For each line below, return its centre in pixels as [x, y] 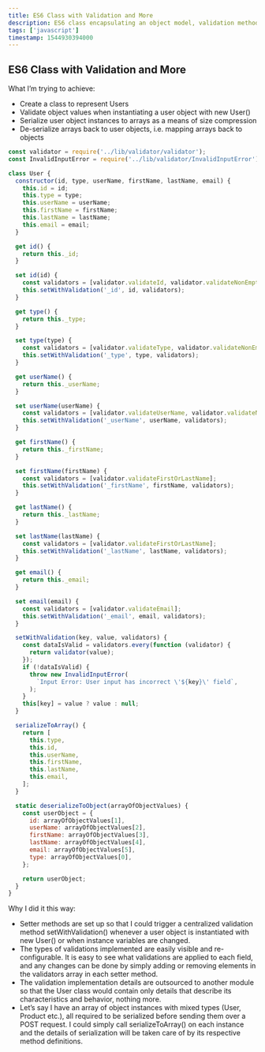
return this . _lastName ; [62, 515]
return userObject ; [54, 879]
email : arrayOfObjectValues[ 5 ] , [82, 850]
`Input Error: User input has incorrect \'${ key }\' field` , [137, 682]
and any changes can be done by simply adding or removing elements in [138, 966]
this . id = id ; [45, 188]
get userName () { [44, 377]
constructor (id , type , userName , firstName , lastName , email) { [123, 181]
